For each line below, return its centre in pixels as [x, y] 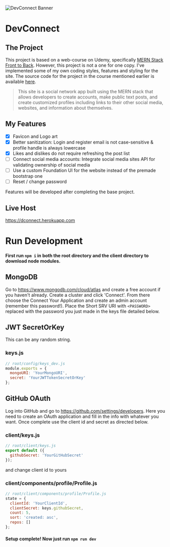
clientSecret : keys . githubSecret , [47, 508]
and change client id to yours [36, 470]
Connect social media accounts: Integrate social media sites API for [84, 159]
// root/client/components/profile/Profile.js [56, 494]
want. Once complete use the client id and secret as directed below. [77, 422]
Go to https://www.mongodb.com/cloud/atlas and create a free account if [83, 289]
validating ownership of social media [51, 165]
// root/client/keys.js [31, 446]
